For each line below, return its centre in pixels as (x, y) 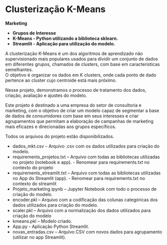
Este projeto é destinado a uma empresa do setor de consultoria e (73, 105)
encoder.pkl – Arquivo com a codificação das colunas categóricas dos (85, 200)
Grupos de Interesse (34, 33)
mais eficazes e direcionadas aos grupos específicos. (61, 127)
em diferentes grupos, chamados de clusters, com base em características (82, 64)
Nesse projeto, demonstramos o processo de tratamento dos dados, (76, 90)
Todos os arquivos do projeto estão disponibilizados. (60, 136)
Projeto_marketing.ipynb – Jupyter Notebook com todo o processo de (85, 189)
